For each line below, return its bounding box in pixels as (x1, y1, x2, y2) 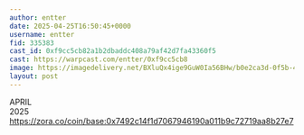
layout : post (9, 72, 59, 81)
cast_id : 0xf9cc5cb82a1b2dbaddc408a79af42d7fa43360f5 (9, 47, 217, 56)
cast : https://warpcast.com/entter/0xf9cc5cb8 (9, 55, 188, 64)
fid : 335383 (9, 38, 54, 48)
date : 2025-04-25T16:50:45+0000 (9, 22, 131, 31)
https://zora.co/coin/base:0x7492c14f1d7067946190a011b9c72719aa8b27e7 (9, 115, 294, 126)
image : (9, 64, 34, 73)
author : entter (9, 13, 67, 22)
